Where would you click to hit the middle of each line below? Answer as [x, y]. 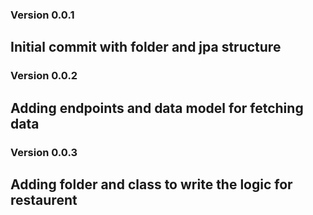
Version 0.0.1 [42, 15]
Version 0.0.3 [44, 152]
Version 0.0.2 [44, 76]
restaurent [44, 199]
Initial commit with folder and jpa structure [146, 47]
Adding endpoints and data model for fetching [157, 108]
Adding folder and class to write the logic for [151, 184]
